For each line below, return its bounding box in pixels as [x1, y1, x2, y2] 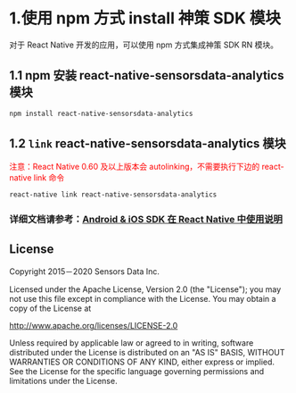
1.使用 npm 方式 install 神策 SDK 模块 [9, 8, 282, 29]
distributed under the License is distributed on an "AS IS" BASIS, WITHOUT [9, 347, 285, 358]
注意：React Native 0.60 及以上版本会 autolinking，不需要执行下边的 [9, 162, 260, 172]
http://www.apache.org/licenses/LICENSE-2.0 [9, 321, 178, 331]
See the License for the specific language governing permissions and [9, 366, 265, 377]
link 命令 [33, 172, 65, 183]
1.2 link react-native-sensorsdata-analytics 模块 [9, 136, 287, 152]
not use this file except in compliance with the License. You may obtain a [9, 294, 276, 305]
